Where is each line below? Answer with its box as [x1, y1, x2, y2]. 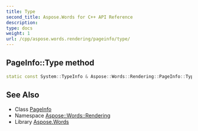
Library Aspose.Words [14, 118, 70, 125]
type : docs [6, 25, 33, 31]
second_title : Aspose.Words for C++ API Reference [6, 14, 133, 20]
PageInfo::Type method [6, 58, 95, 68]
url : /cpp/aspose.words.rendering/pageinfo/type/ [6, 36, 131, 42]
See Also [6, 90, 39, 100]
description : [6, 19, 38, 25]
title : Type [6, 8, 35, 15]
